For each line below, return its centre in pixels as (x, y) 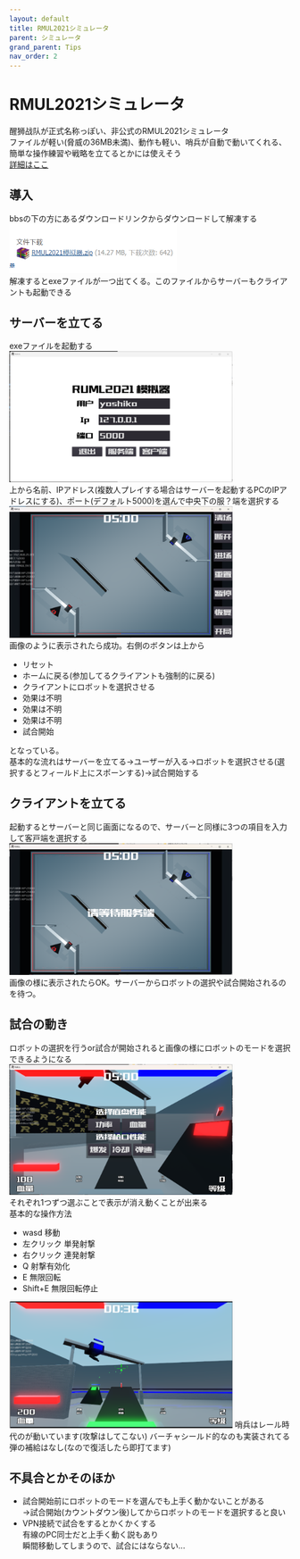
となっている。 (37, 750)
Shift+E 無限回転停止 (60, 1288)
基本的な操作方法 (41, 1213)
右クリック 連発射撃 (58, 1255)
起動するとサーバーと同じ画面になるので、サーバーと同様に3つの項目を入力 (148, 827)
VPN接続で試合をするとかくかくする (89, 1523)
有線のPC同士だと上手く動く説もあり (90, 1535)
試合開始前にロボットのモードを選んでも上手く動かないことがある (143, 1501)
